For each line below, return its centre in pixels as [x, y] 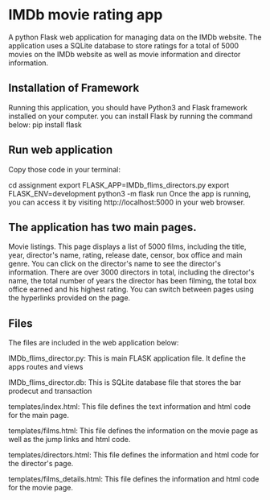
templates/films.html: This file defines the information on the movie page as [133, 431]
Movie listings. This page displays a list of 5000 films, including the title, [127, 246]
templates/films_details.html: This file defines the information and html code [134, 479]
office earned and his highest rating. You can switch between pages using [131, 289]
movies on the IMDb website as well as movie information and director [125, 54]
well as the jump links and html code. [70, 440]
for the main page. [39, 415]
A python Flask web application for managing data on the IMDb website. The [135, 37]
